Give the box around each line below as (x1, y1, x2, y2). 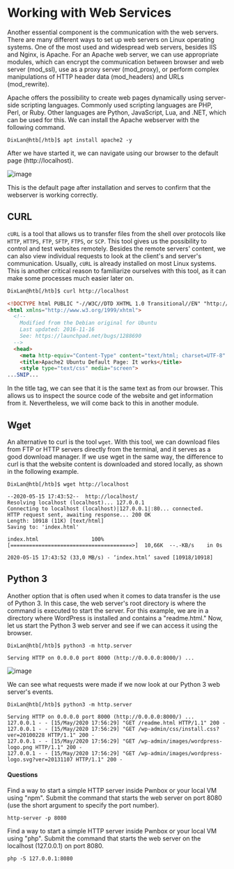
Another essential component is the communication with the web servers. (7, 28, 219, 36)
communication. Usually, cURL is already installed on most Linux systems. (7, 259, 217, 267)
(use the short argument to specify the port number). (7, 801, 159, 809)
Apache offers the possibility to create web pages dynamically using (7, 93, 204, 102)
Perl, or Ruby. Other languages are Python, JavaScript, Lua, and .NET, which (7, 108, 226, 117)
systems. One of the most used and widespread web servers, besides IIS (7, 43, 217, 51)
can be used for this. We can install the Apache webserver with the (7, 115, 200, 124)
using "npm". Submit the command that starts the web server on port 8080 (7, 794, 223, 802)
